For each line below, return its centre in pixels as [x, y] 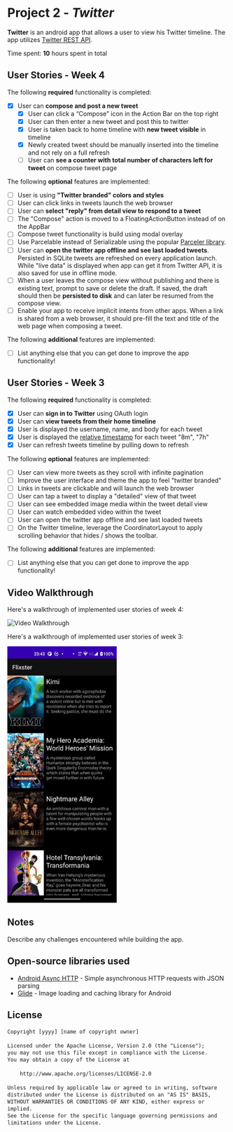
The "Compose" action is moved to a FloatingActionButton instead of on [121, 219]
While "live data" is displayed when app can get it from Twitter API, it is [120, 265]
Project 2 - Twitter [61, 13]
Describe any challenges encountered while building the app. [96, 939]
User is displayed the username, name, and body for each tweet [110, 429]
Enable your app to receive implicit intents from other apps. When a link [120, 310]
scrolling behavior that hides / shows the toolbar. [88, 536]
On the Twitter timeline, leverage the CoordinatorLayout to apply [110, 528]
